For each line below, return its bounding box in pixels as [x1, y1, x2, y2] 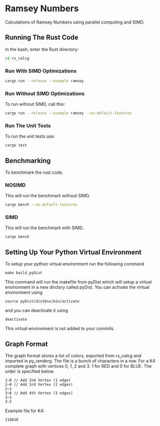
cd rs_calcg [5, 56, 29, 61]
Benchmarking [5, 156, 51, 165]
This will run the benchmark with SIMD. [5, 225, 84, 231]
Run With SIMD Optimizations [5, 67, 77, 74]
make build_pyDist [5, 270, 42, 276]
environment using [5, 289, 43, 295]
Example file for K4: [5, 407, 45, 414]
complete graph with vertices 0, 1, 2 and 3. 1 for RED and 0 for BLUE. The [5, 363, 152, 369]
